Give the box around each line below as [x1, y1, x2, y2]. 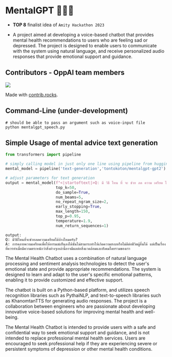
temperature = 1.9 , [55, 218, 93, 223]
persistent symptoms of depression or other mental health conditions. [5, 346, 153, 352]
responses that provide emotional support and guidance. [12, 53, 133, 60]
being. [5, 314, 19, 320]
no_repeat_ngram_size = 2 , [55, 199, 109, 204]
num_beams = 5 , [55, 195, 83, 200]
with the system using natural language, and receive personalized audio [12, 48, 165, 54]
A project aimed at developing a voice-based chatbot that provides [12, 31, 154, 37]
